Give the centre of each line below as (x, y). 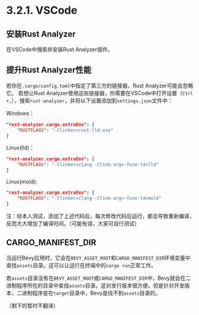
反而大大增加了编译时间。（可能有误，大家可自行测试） (73, 223)
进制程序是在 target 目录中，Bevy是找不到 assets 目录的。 (91, 293)
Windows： (20, 113)
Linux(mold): (22, 182)
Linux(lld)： (20, 148)
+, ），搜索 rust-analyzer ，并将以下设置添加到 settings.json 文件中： (90, 100)
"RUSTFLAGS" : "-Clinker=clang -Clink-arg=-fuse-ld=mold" (89, 198)
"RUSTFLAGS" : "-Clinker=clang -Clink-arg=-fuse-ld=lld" (88, 165)
